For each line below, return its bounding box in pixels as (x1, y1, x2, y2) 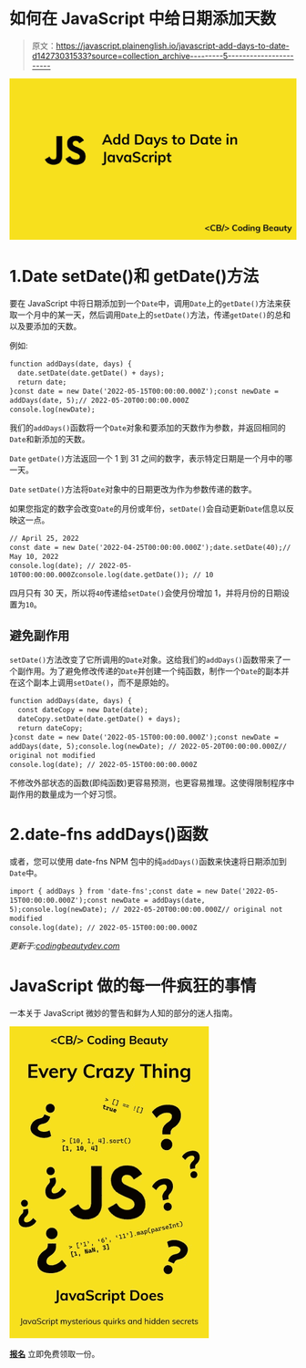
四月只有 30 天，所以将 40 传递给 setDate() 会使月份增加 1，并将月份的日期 (9, 587, 282, 598)
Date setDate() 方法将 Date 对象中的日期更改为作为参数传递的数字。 (9, 483, 257, 494)
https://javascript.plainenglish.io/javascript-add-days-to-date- (56, 40, 290, 51)
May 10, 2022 (9, 552, 59, 561)
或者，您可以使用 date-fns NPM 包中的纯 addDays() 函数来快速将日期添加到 (9, 855, 287, 866)
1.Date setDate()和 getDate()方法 (9, 266, 260, 287)
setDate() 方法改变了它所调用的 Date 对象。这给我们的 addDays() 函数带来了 (9, 654, 283, 665)
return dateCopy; (17, 723, 84, 732)
